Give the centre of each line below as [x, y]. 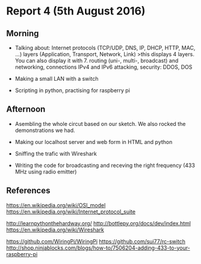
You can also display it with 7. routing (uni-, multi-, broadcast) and [97, 61]
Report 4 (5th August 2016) [76, 11]
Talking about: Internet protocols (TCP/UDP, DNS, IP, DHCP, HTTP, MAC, [105, 48]
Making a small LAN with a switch [57, 79]
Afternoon [26, 109]
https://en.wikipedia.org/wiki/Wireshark [55, 230]
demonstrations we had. [45, 130]
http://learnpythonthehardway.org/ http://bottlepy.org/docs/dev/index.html [99, 223]
